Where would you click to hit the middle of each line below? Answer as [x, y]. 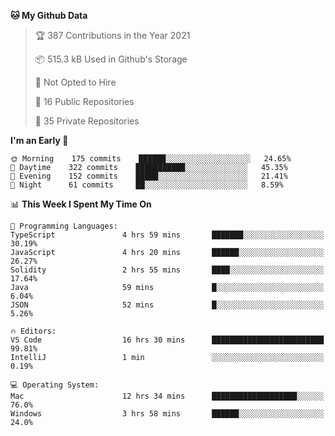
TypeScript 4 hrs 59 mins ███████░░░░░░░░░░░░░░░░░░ [167, 235]
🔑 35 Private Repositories [87, 121]
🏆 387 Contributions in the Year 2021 [112, 35]
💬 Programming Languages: [64, 226]
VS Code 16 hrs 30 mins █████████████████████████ [167, 340]
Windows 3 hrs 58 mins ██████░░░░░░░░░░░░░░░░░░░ [167, 414]
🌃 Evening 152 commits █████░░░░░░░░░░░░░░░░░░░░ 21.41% [149, 176]
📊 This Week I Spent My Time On [81, 204]
